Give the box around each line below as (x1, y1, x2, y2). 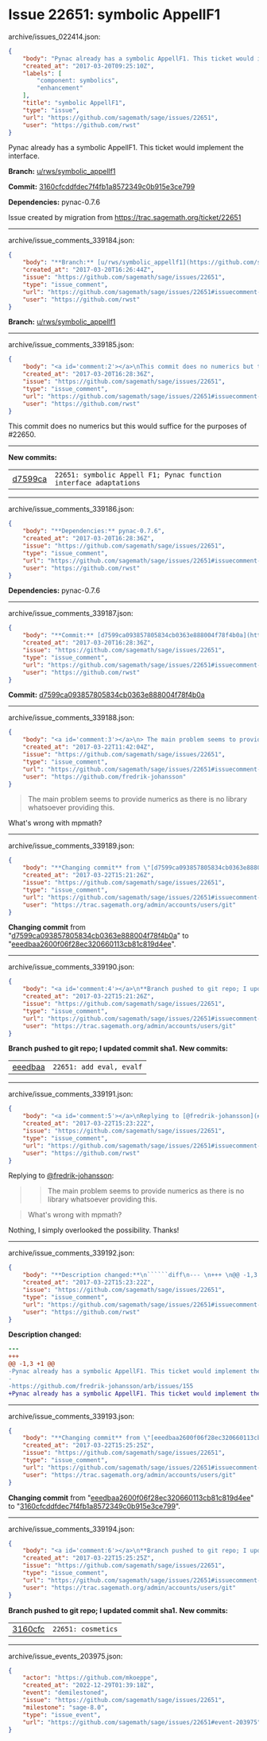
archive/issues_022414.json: (8, 32, 101, 41)
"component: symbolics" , (37, 77, 119, 85)
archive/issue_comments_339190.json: (8, 962, 135, 972)
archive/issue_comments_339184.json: (8, 236, 135, 246)
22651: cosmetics (52, 1624, 118, 1634)
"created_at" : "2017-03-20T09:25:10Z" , (22, 62, 155, 70)
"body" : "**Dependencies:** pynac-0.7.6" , (22, 527, 165, 536)
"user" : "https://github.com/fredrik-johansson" (22, 772, 187, 780)
